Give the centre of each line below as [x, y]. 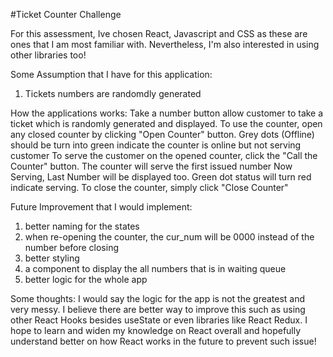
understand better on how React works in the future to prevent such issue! [163, 341]
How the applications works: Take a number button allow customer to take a [167, 113]
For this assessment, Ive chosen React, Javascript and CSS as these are [159, 33]
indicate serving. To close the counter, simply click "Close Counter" [149, 187]
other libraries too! [48, 55]
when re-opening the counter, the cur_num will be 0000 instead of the [169, 237]
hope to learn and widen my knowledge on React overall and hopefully [156, 330]
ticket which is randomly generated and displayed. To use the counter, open [166, 123]
